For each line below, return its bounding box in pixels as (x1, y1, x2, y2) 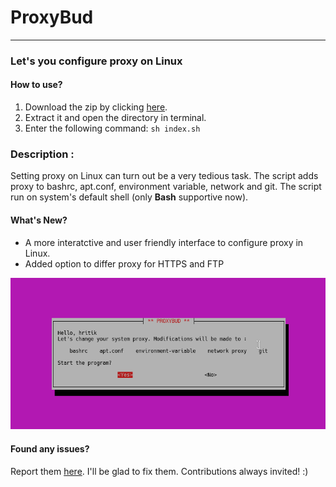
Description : (10, 147, 75, 161)
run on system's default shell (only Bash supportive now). (10, 191, 249, 203)
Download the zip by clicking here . (24, 101, 168, 113)
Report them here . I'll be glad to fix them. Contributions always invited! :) (10, 465, 309, 477)
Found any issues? (10, 442, 90, 455)
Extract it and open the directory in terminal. (24, 112, 207, 124)
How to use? (10, 79, 63, 91)
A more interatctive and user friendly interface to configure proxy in (24, 236, 304, 248)
